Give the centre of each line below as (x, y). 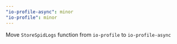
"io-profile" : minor (32, 17)
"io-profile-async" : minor (40, 12)
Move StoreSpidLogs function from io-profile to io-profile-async (88, 34)
